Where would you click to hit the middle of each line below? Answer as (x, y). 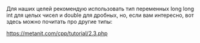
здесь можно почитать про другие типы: (59, 21)
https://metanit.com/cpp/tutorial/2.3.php (57, 33)
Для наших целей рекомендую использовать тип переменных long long (100, 9)
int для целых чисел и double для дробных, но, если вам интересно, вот (100, 15)
